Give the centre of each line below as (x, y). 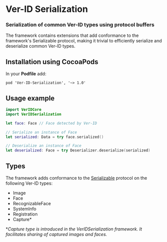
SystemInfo (25, 209)
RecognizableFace (32, 204)
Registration (25, 214)
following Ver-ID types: (29, 183)
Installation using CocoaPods (52, 61)
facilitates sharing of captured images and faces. (56, 235)
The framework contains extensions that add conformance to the (72, 35)
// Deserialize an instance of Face (43, 146)
